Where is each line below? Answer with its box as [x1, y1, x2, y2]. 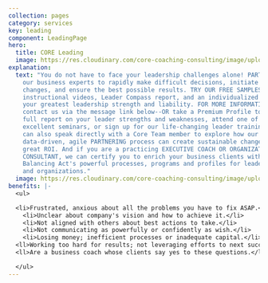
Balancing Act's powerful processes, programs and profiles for [22, 160, 241, 168]
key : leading [8, 26, 52, 34]
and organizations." [22, 167, 91, 175]
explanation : [8, 64, 52, 72]
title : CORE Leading [15, 49, 84, 57]
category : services [8, 19, 73, 27]
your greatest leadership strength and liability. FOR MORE [22, 100, 227, 108]
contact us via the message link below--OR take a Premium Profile [22, 108, 251, 116]
